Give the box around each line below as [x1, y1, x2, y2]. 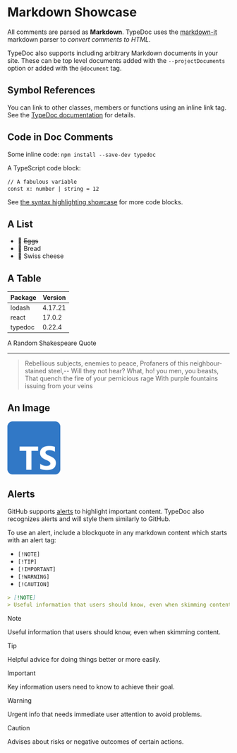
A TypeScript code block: [7, 163, 81, 172]
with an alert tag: [7, 535, 56, 544]
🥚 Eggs [17, 237, 39, 245]
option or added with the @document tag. [7, 64, 122, 72]
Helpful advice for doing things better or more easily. [7, 655, 161, 664]
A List [7, 218, 33, 230]
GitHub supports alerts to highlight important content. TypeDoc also [7, 507, 205, 515]
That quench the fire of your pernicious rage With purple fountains [24, 374, 219, 383]
